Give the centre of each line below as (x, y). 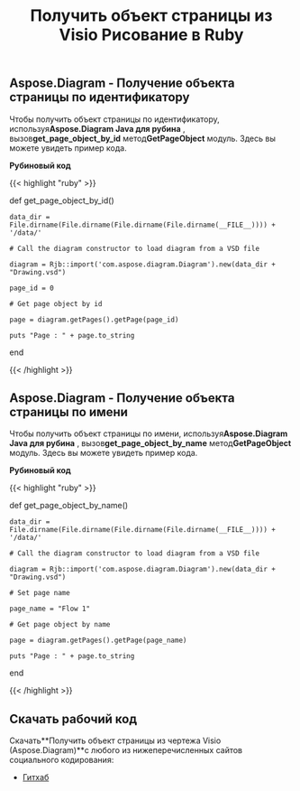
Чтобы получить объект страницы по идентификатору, (115, 119)
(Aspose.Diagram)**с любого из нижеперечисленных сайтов (126, 750)
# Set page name (40, 593)
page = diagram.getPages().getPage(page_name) (98, 641)
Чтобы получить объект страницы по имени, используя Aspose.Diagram (149, 433)
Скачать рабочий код (73, 719)
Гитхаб (36, 777)
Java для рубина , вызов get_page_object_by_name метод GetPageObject (150, 443)
